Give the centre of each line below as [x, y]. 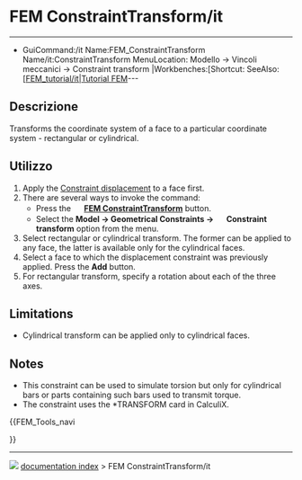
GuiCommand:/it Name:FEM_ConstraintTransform [114, 49]
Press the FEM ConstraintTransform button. [123, 208]
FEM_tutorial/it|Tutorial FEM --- [82, 78]
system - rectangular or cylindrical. [74, 138]
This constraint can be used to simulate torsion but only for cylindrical [151, 386]
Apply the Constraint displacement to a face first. [113, 188]
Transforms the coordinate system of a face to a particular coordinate [138, 129]
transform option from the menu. [97, 228]
